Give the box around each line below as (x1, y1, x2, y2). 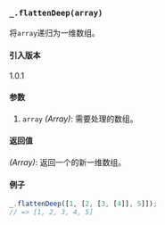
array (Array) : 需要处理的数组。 (21, 113, 138, 124)
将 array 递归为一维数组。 (9, 28, 100, 38)
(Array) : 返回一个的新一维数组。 (9, 156, 127, 167)
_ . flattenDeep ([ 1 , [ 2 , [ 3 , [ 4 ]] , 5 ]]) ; (9, 199, 158, 209)
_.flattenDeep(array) (9, 7, 103, 18)
